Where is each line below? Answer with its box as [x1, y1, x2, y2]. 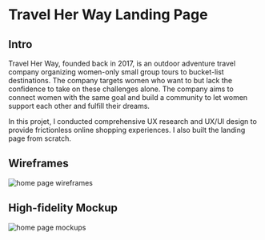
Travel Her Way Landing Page [8, 6, 208, 24]
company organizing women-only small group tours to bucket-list [8, 67, 224, 77]
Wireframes [8, 157, 70, 170]
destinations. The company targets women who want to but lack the [8, 76, 233, 85]
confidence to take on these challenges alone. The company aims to [8, 84, 234, 94]
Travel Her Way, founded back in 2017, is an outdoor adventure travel [8, 58, 236, 68]
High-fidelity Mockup [8, 202, 118, 215]
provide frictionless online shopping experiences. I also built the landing [8, 126, 246, 134]
